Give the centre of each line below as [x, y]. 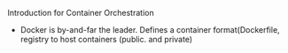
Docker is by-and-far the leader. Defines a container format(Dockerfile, [150, 30]
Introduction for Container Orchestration [81, 13]
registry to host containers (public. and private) [106, 39]
